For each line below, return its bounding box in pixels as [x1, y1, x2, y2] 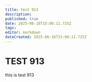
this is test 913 [5, 72, 34, 78]
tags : [5, 26, 16, 30]
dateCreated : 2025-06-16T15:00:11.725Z [5, 35, 87, 40]
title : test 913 [5, 7, 38, 12]
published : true [5, 16, 38, 21]
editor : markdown [5, 30, 41, 35]
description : [5, 12, 32, 17]
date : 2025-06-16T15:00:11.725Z [5, 21, 71, 26]
